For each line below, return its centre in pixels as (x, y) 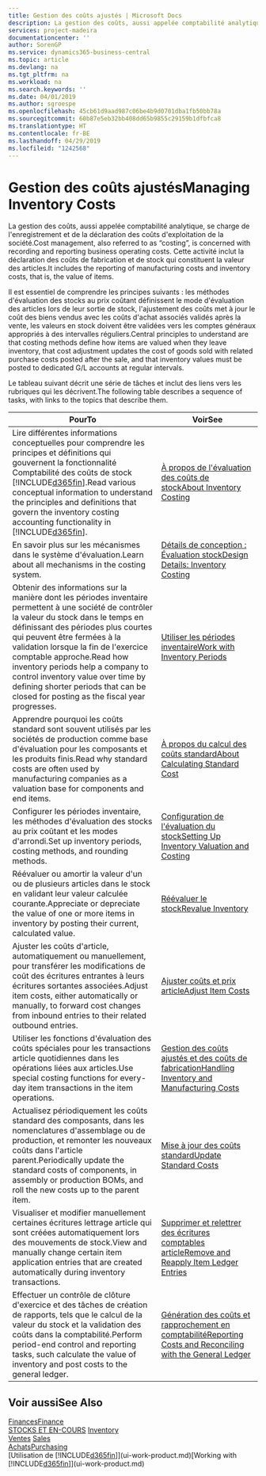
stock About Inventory (201, 488)
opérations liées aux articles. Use (73, 1069)
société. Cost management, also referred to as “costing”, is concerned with (129, 243)
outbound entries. (45, 1026)
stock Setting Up (191, 836)
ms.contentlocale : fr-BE (49, 133)
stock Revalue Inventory (205, 908)
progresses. (34, 706)
